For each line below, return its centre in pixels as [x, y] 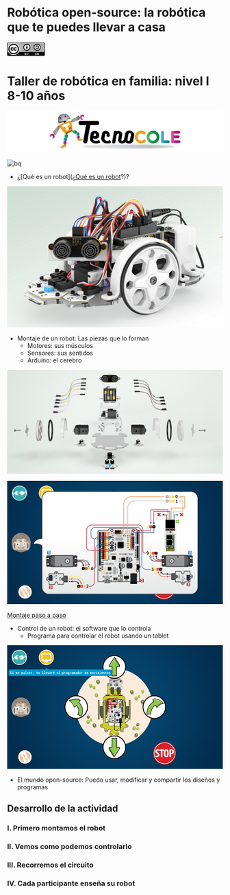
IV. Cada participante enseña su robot [71, 883]
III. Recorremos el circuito [50, 865]
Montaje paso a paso [37, 615]
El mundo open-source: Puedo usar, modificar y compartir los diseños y [118, 780]
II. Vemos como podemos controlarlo [69, 846]
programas [33, 787]
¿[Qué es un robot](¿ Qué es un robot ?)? [73, 176]
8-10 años [36, 96]
